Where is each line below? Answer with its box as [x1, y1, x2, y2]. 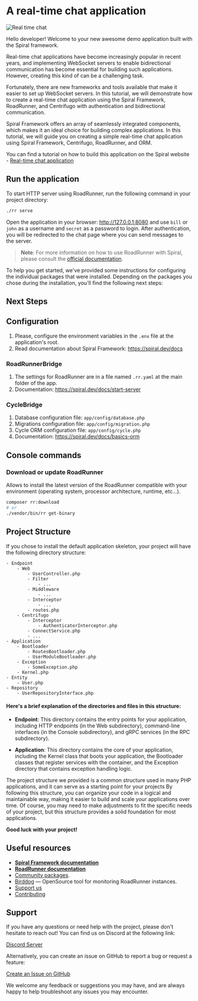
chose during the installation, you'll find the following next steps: [6, 279, 164, 286]
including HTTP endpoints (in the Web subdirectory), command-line [14, 722, 180, 729]
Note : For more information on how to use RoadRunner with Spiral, [20, 249, 183, 256]
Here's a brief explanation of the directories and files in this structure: [6, 703, 181, 710]
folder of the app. [14, 380, 57, 387]
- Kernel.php [17, 669, 49, 675]
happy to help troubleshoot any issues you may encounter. [6, 988, 149, 995]
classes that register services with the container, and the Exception [14, 758, 178, 766]
